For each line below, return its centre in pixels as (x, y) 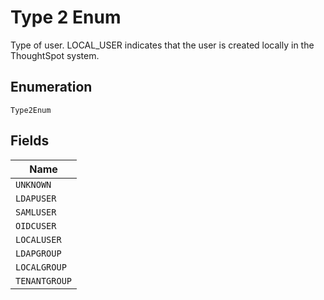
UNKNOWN (33, 184)
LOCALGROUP (41, 267)
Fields (30, 141)
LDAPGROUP (38, 253)
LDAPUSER (36, 198)
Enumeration (51, 87)
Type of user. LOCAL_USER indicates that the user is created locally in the (162, 45)
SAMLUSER (36, 212)
